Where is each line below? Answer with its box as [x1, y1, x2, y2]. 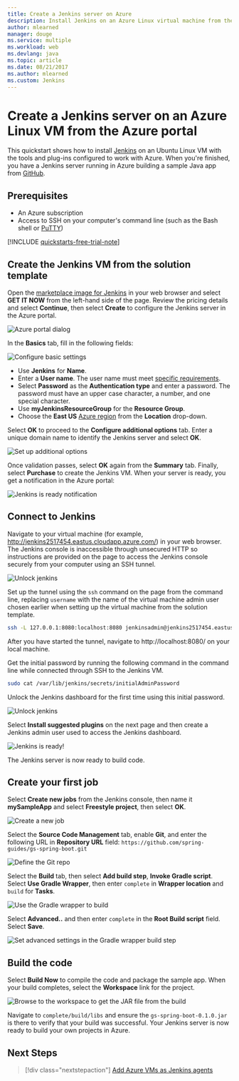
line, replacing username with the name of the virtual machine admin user [7, 595, 219, 604]
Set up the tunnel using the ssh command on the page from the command [7, 587, 223, 596]
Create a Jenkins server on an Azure [7, 108, 228, 123]
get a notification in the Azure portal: [7, 476, 115, 484]
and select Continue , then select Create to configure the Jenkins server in [7, 303, 226, 312]
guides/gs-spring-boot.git [7, 846, 87, 853]
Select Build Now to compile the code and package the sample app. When [7, 975, 226, 985]
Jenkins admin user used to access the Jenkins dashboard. [7, 728, 182, 736]
